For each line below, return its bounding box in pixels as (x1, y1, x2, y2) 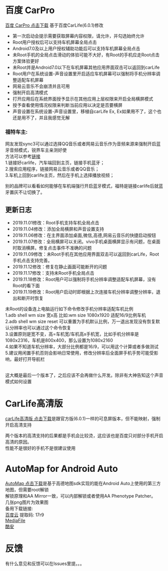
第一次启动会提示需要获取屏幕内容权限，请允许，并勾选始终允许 (12, 33, 144, 39)
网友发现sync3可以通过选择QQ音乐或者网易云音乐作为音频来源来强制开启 (5, 141, 156, 147)
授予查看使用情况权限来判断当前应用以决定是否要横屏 (12, 102, 123, 108)
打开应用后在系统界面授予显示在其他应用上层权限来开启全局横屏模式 (12, 96, 153, 102)
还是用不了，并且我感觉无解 (12, 114, 70, 121)
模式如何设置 (5, 378, 32, 385)
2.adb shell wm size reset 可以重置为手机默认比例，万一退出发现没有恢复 (5, 318, 156, 324)
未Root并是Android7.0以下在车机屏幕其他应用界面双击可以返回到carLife (12, 64, 160, 70)
